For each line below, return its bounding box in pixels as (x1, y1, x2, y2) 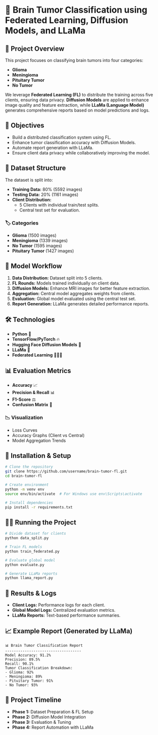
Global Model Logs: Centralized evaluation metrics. (12, 607, 116, 613)
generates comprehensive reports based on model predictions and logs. (5, 107, 150, 113)
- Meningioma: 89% (5, 674, 42, 679)
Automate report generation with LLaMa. (12, 145, 94, 151)
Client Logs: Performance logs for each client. (12, 602, 105, 608)
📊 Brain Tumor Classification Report (5, 643, 83, 648)
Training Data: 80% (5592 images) (12, 186, 83, 192)
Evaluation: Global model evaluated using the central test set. (12, 296, 136, 302)
